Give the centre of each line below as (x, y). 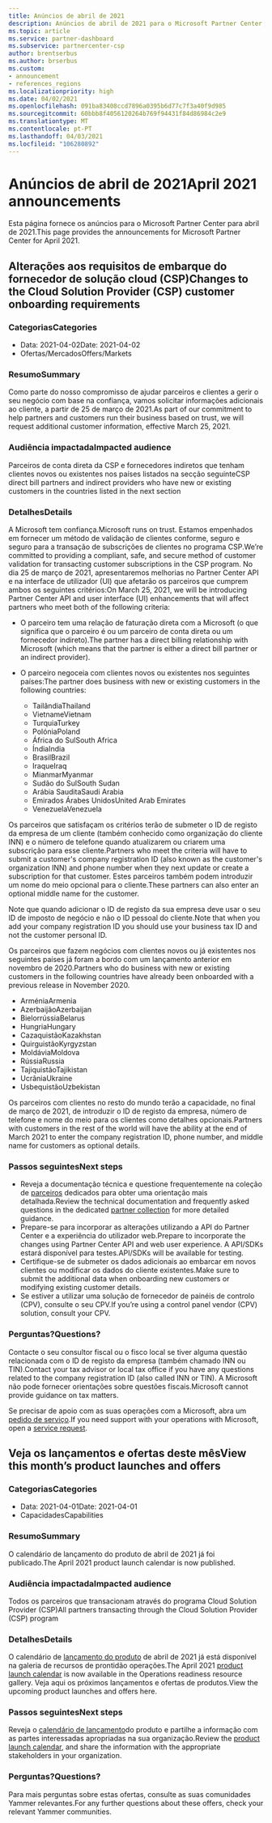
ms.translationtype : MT (49, 121)
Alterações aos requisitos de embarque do (118, 266)
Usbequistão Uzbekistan (60, 1087)
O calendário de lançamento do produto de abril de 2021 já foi (112, 1554)
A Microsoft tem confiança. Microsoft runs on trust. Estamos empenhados (131, 530)
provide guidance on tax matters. (64, 1395)
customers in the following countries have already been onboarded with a (131, 977)
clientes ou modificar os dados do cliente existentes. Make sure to (130, 1270)
